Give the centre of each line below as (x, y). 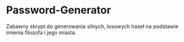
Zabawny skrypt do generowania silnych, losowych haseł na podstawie (92, 26)
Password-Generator (59, 10)
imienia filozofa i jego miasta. (41, 32)
